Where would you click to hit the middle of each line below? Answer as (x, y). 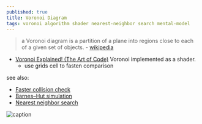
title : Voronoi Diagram (37, 18)
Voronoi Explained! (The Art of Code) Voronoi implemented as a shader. (105, 60)
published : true (27, 12)
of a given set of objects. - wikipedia (67, 47)
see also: (18, 78)
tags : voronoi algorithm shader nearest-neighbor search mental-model (98, 23)
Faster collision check (43, 90)
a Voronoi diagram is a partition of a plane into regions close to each (107, 41)
